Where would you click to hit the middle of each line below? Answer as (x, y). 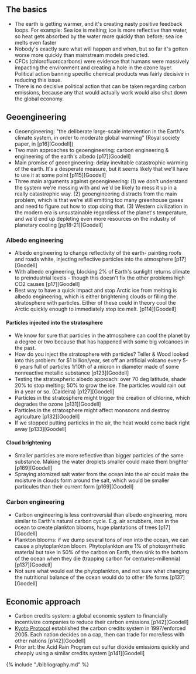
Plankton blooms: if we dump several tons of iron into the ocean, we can (102, 540)
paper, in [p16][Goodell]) (44, 144)
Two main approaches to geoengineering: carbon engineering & (92, 150)
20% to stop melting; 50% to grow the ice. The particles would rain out (100, 385)
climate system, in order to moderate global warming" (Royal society (97, 137)
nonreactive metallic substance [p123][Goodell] (72, 373)
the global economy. (39, 99)
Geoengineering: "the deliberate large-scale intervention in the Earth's (99, 131)
